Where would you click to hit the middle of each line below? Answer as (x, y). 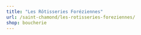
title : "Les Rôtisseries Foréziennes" (55, 12)
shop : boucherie (26, 23)
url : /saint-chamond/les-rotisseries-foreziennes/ (71, 17)
